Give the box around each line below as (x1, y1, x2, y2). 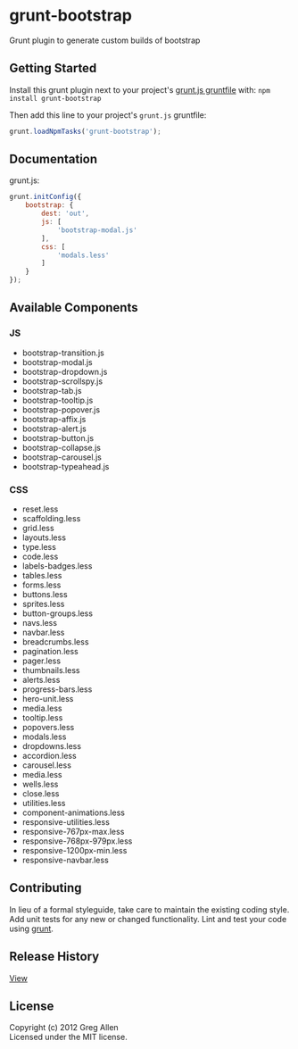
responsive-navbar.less (21, 854, 109, 866)
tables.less (21, 570, 62, 581)
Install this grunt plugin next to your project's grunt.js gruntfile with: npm (9, 84, 270, 95)
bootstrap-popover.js (21, 404, 101, 415)
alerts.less (21, 675, 61, 686)
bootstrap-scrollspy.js (21, 376, 103, 387)
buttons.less (21, 589, 69, 600)
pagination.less (21, 646, 79, 657)
